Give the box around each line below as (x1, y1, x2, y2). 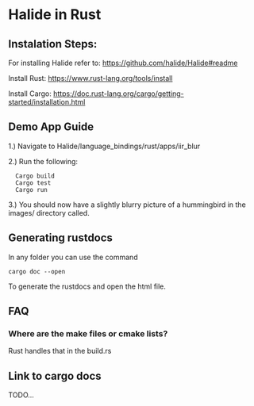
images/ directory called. (8, 208, 90, 217)
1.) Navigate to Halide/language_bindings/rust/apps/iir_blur (8, 141, 201, 151)
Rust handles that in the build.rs (8, 347, 112, 356)
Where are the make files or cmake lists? (8, 327, 168, 339)
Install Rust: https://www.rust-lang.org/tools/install (8, 74, 173, 82)
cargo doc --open (8, 267, 66, 275)
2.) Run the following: (8, 156, 78, 166)
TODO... (8, 390, 34, 400)
